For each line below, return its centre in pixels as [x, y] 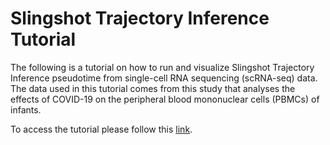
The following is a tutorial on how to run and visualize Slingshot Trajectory [162, 67]
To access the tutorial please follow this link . [101, 129]
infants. [26, 109]
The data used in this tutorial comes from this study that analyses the [153, 88]
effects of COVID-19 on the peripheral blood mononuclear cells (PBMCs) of [165, 99]
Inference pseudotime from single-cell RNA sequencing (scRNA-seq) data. [164, 78]
